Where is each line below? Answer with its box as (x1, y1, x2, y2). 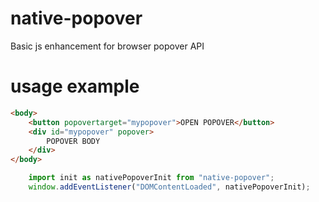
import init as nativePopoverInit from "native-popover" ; (28, 173, 275, 183)
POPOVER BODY (46, 136, 101, 146)
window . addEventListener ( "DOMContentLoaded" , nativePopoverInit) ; (28, 182, 311, 192)
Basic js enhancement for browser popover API (10, 40, 205, 52)
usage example (10, 75, 140, 98)
